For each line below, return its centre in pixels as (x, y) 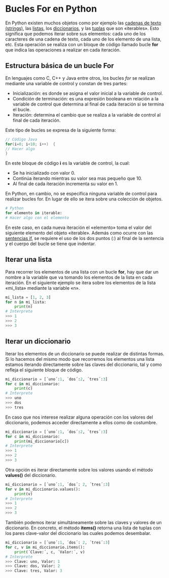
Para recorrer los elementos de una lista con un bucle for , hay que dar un (82, 271)
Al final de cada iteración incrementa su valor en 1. (65, 184)
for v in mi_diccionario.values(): (43, 489)
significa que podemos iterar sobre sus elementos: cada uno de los (76, 33)
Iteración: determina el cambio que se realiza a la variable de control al (87, 115)
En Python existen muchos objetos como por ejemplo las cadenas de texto (83, 23)
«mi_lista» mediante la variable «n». (43, 288)
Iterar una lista (29, 260)
